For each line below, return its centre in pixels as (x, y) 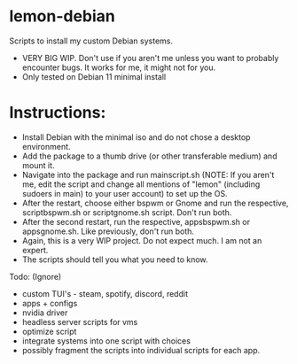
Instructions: (58, 113)
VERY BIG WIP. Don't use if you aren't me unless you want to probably (150, 58)
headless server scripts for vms (80, 321)
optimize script (49, 331)
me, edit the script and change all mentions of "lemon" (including (141, 184)
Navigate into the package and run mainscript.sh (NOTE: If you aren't (148, 174)
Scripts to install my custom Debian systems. (91, 41)
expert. (35, 250)
